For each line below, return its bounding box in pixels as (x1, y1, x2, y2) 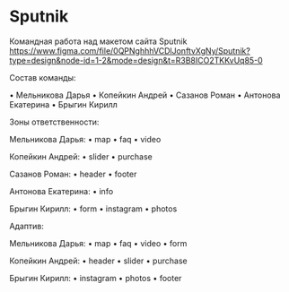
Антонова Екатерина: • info (9, 185, 114, 196)
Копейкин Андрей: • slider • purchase (9, 150, 153, 162)
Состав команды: (9, 72, 76, 82)
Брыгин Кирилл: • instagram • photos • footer (9, 272, 182, 283)
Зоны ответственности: (9, 116, 100, 127)
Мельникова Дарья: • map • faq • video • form (9, 237, 188, 248)
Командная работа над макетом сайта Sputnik (9, 36, 188, 47)
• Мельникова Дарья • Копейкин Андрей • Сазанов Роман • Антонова (9, 90, 281, 100)
